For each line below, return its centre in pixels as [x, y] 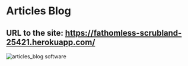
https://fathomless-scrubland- [123, 33]
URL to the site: [35, 33]
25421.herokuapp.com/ [51, 42]
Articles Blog [39, 11]
